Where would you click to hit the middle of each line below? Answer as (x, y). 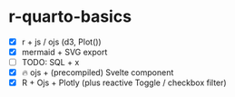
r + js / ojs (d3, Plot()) (61, 42)
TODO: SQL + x (50, 63)
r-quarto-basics (70, 17)
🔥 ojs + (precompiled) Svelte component (98, 73)
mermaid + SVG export (64, 52)
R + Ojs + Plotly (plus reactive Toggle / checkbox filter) (124, 82)
